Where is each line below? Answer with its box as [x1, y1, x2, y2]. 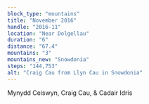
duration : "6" [7, 37, 49, 44]
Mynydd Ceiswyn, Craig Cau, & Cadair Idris [7, 89, 133, 97]
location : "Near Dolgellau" [7, 30, 90, 37]
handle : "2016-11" [7, 23, 61, 30]
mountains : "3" [7, 50, 52, 57]
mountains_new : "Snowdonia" [7, 56, 90, 63]
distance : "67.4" [7, 43, 58, 50]
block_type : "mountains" [7, 10, 80, 18]
